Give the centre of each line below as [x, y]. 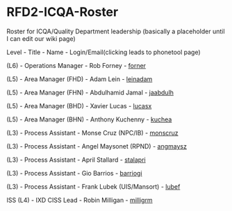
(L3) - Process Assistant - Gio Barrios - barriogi [75, 173]
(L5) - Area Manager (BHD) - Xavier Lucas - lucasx [79, 105]
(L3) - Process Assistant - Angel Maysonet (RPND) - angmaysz [97, 146]
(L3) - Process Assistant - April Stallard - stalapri [76, 160]
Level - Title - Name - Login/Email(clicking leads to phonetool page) [103, 52]
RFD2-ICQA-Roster [63, 12]
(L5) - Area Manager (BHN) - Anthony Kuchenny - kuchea [89, 119]
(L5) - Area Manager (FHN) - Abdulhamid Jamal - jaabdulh [90, 92]
